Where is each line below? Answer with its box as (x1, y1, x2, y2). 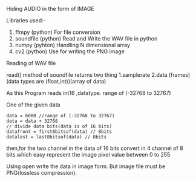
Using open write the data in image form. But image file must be (6, 163, 166, 170)
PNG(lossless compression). (6, 169, 77, 176)
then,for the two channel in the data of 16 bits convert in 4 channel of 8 (6, 145, 183, 152)
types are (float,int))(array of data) (20, 78, 106, 85)
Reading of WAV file (6, 60, 56, 67)
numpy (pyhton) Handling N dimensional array (15, 42, 131, 48)
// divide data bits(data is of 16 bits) (6, 123, 113, 129)
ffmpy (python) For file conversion (15, 28, 101, 36)
